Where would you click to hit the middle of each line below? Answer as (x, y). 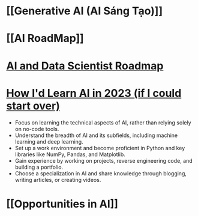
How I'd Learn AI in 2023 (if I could (94, 93)
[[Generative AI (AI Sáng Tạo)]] (85, 11)
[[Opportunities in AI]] (62, 204)
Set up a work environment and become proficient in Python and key (100, 148)
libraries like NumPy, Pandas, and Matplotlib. (70, 154)
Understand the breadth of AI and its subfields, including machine (96, 135)
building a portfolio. (39, 167)
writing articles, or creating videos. (58, 180)
